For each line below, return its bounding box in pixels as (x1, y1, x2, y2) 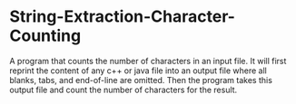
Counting (9, 25, 82, 46)
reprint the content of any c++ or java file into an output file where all (9, 65, 268, 76)
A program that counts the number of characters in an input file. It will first (9, 55, 287, 66)
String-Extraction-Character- (9, 6, 236, 27)
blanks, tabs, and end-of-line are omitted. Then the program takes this (9, 74, 272, 85)
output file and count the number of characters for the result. (9, 84, 238, 95)
